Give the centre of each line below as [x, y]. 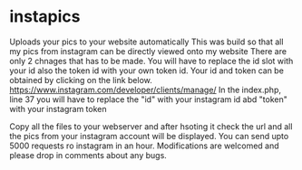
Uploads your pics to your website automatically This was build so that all [146, 42]
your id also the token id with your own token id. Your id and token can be [146, 71]
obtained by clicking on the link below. [81, 80]
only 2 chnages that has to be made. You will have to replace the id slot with [151, 61]
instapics [45, 17]
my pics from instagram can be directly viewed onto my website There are [148, 51]
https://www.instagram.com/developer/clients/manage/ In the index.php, [145, 90]
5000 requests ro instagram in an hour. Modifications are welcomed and [144, 146]
